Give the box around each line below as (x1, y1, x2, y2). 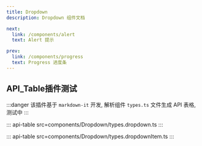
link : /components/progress (12, 54, 84, 60)
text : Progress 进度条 (12, 59, 67, 65)
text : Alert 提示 (12, 37, 54, 43)
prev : (6, 48, 20, 54)
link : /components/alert (12, 31, 75, 37)
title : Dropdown (6, 9, 48, 15)
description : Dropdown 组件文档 (6, 15, 86, 21)
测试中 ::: (6, 108, 29, 116)
